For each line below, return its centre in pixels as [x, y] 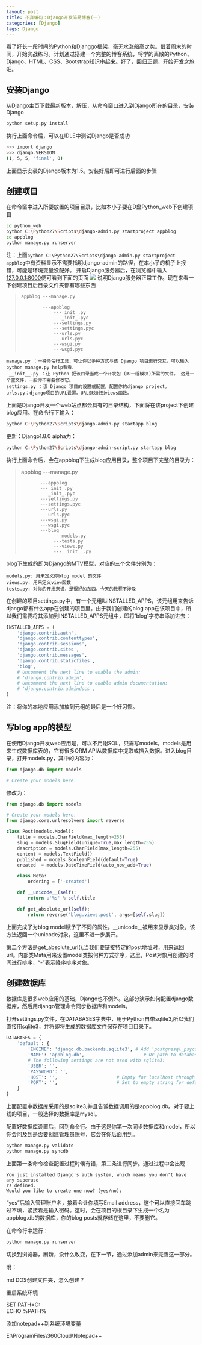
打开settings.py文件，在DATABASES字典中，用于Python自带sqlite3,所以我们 [100, 1019]
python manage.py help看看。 [41, 367]
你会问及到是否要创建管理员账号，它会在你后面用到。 [72, 1134]
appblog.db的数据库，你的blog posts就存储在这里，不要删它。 [84, 1217]
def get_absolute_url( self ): [54, 909]
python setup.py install [37, 124]
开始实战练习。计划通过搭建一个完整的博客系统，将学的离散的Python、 [104, 54]
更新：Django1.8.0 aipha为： [41, 436]
